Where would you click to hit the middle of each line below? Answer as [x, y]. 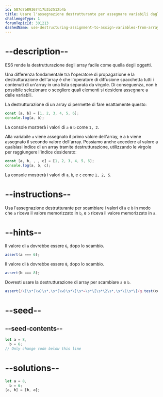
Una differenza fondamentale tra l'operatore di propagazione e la [70, 74]
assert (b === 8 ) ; [23, 273]
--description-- [37, 52]
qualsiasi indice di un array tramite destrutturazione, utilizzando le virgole [78, 147]
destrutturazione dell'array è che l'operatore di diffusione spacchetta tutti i [80, 80]
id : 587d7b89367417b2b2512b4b [36, 9]
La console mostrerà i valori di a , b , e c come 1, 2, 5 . [58, 175]
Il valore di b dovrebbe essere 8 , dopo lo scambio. [55, 264]
